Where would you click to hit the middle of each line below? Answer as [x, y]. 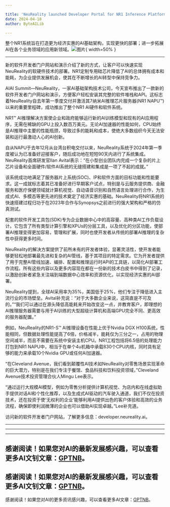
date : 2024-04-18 [24, 19]
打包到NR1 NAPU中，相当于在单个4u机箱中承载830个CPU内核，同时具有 [81, 347]
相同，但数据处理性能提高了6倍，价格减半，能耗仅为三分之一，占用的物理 [86, 334]
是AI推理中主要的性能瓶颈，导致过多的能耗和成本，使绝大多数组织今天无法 [83, 131]
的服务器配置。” [21, 317]
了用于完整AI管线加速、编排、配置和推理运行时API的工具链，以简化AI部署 [82, 262]
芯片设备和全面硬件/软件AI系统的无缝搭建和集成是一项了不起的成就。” [77, 167]
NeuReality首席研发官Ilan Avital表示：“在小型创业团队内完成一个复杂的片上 [83, 160]
